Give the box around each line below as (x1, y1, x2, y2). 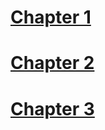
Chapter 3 (10, 97, 95, 120)
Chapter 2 (10, 52, 95, 75)
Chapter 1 (10, 6, 92, 29)
